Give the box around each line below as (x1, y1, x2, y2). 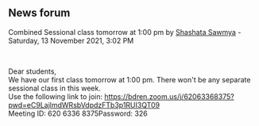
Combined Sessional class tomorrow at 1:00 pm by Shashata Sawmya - (8, 27, 242, 36)
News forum (8, 6, 71, 20)
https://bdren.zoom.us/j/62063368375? (104, 91, 234, 101)
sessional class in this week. (8, 83, 101, 93)
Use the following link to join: (8, 91, 103, 101)
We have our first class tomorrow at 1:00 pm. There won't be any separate (8, 74, 251, 84)
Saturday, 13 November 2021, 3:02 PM (8, 36, 134, 45)
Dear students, (8, 67, 57, 76)
